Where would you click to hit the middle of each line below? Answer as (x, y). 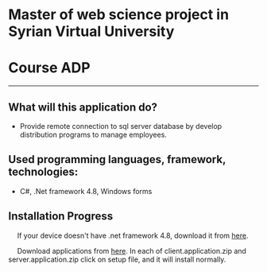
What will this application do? (83, 107)
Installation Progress (61, 216)
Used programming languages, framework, (117, 159)
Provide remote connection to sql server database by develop (121, 126)
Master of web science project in (118, 15)
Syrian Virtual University (91, 31)
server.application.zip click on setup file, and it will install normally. (117, 259)
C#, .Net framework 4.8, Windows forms (86, 191)
